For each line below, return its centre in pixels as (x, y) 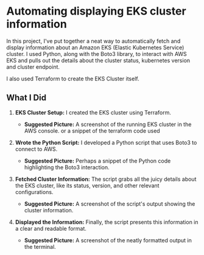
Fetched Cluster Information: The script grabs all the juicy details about (106, 179)
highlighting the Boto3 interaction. (67, 167)
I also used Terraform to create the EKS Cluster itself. (73, 79)
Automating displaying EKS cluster (97, 11)
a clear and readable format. (51, 228)
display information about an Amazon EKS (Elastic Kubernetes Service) (95, 47)
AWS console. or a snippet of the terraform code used (92, 131)
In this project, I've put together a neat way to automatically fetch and (93, 41)
